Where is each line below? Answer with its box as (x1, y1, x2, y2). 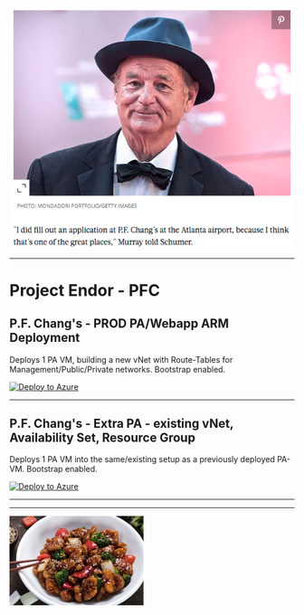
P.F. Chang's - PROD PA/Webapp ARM (9, 316, 229, 332)
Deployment (9, 330, 81, 345)
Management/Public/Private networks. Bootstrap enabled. (9, 364, 226, 374)
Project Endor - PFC (9, 279, 160, 300)
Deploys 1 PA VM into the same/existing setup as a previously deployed (9, 454, 276, 465)
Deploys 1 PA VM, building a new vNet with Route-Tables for (9, 354, 233, 364)
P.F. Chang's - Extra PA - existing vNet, (9, 416, 233, 431)
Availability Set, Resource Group (9, 430, 196, 446)
